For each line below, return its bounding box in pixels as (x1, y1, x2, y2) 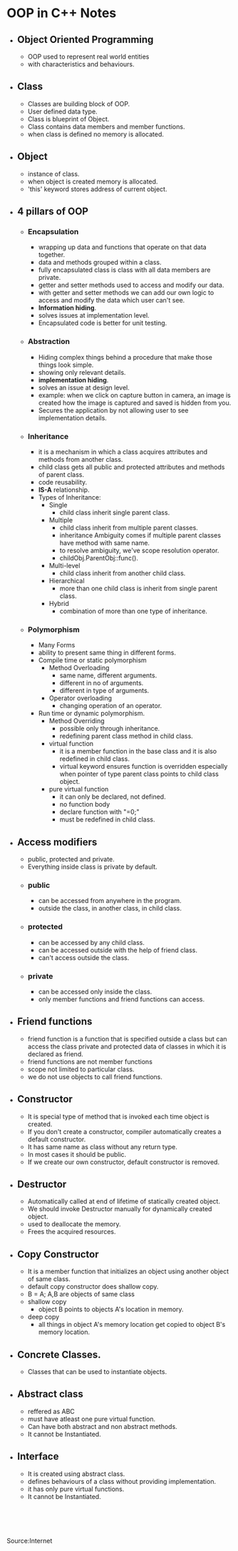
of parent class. (38, 470, 85, 479)
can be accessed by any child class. (38, 938, 145, 946)
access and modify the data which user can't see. (38, 296, 185, 305)
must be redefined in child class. (59, 815, 155, 824)
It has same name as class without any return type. (27, 1142, 177, 1151)
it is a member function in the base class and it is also (59, 747, 217, 756)
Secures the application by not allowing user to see (38, 405, 189, 415)
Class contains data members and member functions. (27, 122, 185, 131)
